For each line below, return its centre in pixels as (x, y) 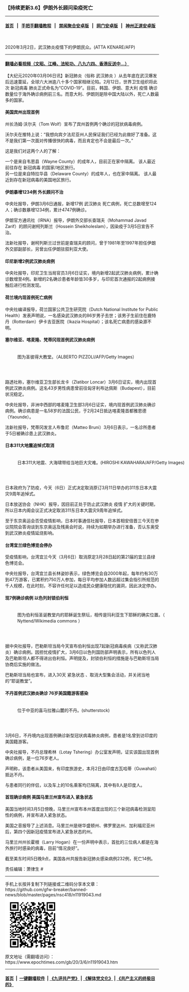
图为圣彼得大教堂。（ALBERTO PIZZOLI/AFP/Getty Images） (77, 357)
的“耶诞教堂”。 (20, 681)
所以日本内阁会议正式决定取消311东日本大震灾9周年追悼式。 (65, 510)
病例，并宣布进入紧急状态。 (41, 815)
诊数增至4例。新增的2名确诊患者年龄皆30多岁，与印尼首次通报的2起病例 (78, 279)
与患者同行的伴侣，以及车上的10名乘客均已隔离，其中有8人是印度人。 (75, 785)
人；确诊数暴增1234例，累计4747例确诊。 (47, 210)
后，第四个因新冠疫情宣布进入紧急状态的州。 (50, 831)
